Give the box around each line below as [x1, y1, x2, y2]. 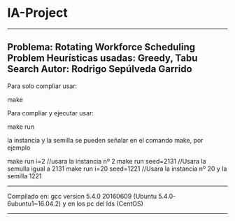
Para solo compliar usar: [7, 82, 78, 90]
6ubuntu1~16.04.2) [7, 199, 62, 208]
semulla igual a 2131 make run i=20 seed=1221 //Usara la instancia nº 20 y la [7, 164, 227, 173]
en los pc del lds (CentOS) [67, 199, 143, 208]
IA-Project [7, 5, 68, 21]
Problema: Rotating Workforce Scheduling [7, 41, 196, 53]
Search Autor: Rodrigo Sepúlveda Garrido [7, 63, 192, 75]
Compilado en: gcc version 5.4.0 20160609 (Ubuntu [7, 192, 157, 200]
